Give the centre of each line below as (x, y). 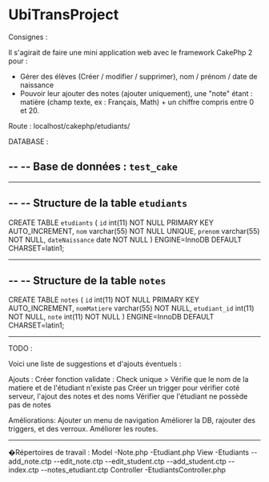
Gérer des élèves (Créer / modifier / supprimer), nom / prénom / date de (139, 76)
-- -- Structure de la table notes (87, 281)
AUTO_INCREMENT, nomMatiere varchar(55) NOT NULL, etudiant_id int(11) (131, 308)
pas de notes (30, 405)
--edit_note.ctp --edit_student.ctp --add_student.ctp (140, 461)
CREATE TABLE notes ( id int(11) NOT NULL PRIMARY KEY (104, 300)
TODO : (21, 348)
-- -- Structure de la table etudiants (98, 203)
